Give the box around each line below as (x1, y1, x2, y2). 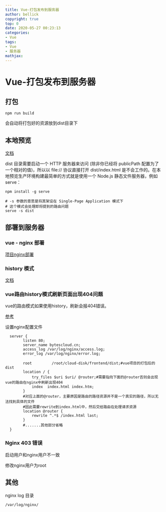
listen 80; (23, 338, 46, 343)
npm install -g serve (5, 189, 50, 194)
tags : (5, 40, 16, 45)
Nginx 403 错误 (5, 440, 43, 447)
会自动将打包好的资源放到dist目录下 (5, 120, 78, 126)
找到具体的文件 (8, 399, 35, 404)
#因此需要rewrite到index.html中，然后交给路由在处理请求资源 (23, 404, 137, 409)
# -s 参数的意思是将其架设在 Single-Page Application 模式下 (5, 199, 124, 204)
